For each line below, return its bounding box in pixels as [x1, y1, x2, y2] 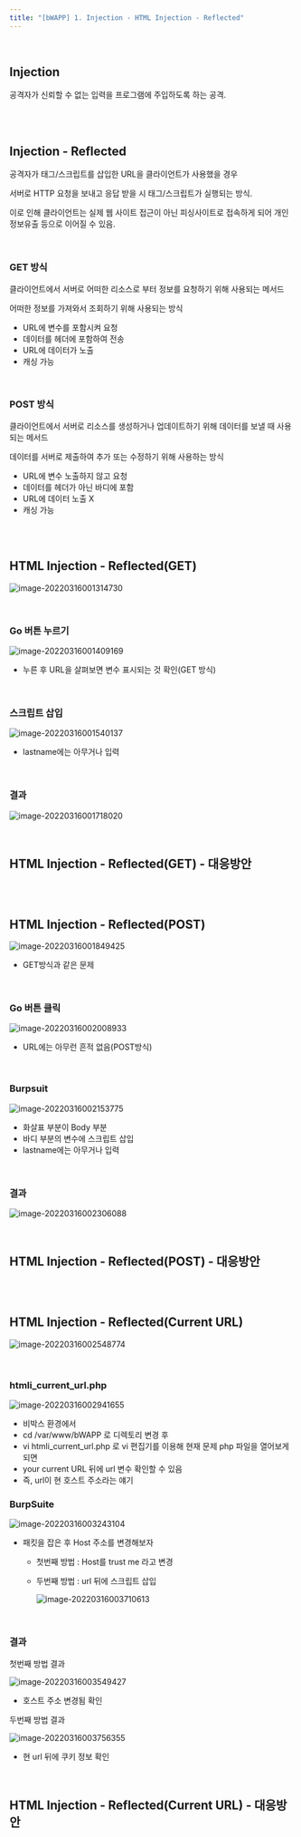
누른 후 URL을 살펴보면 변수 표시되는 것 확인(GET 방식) [22, 663, 217, 675]
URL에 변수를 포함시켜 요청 [22, 322, 118, 333]
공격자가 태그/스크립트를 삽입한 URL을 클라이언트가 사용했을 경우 [9, 169, 238, 179]
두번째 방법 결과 [9, 1714, 66, 1725]
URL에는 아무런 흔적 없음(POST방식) [22, 1041, 153, 1052]
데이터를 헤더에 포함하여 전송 [22, 333, 125, 344]
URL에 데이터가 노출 [22, 344, 95, 355]
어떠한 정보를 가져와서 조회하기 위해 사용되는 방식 [9, 303, 183, 314]
